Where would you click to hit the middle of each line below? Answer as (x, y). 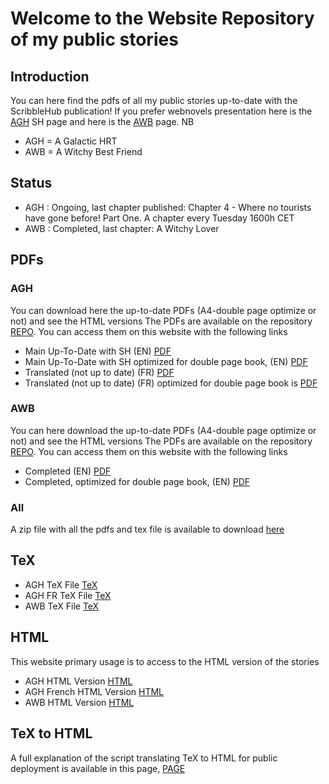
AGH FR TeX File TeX (68, 595)
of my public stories (94, 39)
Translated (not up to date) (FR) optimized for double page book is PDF (171, 383)
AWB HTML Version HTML (79, 702)
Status (31, 183)
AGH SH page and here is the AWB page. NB (102, 121)
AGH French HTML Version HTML (94, 691)
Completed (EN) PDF (68, 471)
